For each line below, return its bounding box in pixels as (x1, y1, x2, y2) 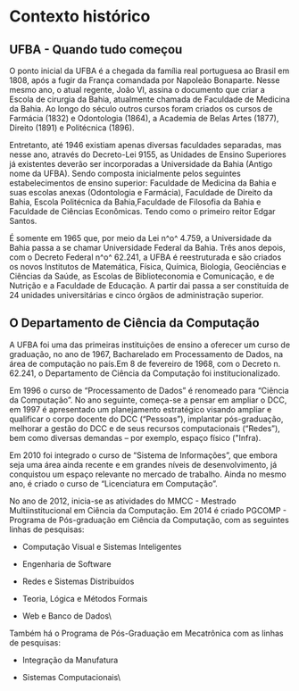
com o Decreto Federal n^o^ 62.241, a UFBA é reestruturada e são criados (9, 252, 282, 262)
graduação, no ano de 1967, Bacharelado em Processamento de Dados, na (9, 348, 284, 359)
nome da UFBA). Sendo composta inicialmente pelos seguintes (9, 168, 241, 179)
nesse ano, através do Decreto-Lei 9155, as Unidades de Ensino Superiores (9, 149, 287, 160)
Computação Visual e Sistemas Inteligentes (21, 541, 182, 552)
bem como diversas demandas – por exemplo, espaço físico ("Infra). (9, 432, 262, 443)
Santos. (9, 216, 37, 226)
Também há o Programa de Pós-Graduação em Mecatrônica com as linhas (9, 628, 284, 638)
